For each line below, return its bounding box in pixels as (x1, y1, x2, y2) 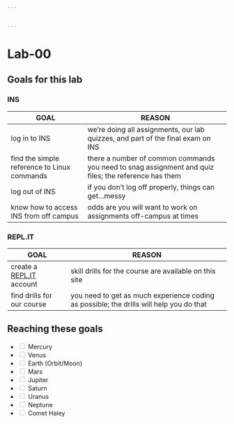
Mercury (27, 342, 53, 351)
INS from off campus (10, 211, 79, 221)
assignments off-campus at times (87, 211, 198, 221)
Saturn (27, 383, 47, 392)
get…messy (87, 191, 126, 200)
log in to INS (10, 133, 51, 143)
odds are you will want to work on (87, 202, 198, 212)
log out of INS (10, 187, 56, 196)
